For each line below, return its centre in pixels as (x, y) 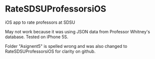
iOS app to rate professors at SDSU (40, 22)
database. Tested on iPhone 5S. (37, 37)
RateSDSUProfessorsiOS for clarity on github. (50, 51)
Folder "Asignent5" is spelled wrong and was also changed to (66, 46)
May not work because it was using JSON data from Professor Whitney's (78, 31)
